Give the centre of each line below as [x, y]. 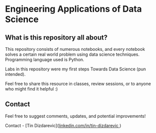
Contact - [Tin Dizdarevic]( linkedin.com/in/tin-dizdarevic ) [63, 125]
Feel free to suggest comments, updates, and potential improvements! [76, 116]
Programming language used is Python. [45, 59]
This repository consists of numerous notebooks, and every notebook [75, 49]
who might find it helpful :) [31, 89]
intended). [15, 74]
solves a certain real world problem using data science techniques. [72, 54]
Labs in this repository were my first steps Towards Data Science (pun [76, 69]
